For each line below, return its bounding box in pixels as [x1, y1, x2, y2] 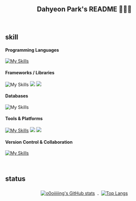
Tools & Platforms [5, 116, 43, 122]
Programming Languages [5, 47, 59, 53]
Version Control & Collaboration [5, 139, 73, 145]
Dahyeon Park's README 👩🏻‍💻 [37, 5, 132, 14]
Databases [5, 93, 29, 99]
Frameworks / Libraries [5, 70, 55, 75]
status [5, 174, 26, 183]
